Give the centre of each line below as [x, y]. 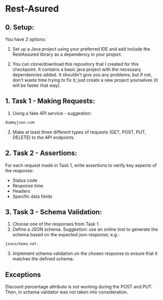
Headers [21, 191]
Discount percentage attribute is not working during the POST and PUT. [79, 287]
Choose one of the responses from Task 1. [56, 224]
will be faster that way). [36, 85]
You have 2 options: [26, 39]
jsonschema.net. [22, 244]
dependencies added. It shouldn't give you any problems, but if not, [82, 75]
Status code [25, 180]
